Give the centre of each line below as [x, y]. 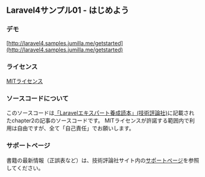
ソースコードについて [38, 98]
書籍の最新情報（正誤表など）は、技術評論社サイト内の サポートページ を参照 [103, 160]
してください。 [25, 168]
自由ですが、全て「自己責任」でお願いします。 [76, 128]
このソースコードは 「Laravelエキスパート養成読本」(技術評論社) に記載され [100, 113]
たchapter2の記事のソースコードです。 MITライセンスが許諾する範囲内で [98, 121]
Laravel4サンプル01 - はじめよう [68, 10]
